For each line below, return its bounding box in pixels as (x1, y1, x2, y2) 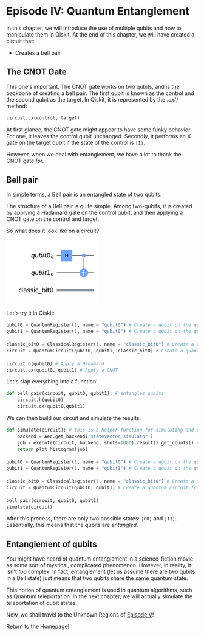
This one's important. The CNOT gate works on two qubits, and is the (6, 83, 180, 90)
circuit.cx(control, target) (6, 114, 80, 121)
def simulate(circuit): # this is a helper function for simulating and (6, 427, 194, 433)
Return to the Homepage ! (6, 623, 70, 631)
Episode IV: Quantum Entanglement (6, 4, 190, 18)
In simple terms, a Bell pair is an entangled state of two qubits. (6, 190, 162, 198)
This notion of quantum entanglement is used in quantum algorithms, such (6, 586, 192, 594)
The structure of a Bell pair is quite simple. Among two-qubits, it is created (6, 203, 192, 210)
